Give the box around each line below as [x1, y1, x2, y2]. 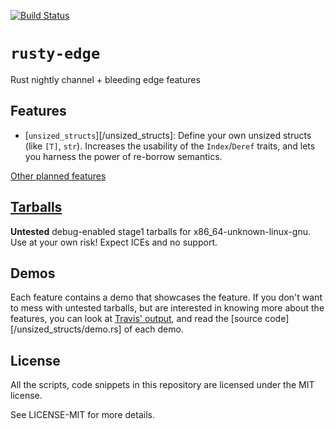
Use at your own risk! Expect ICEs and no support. [10, 236, 218, 248]
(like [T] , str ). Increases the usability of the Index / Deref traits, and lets [24, 140, 316, 152]
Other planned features [10, 170, 107, 182]
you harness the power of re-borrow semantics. [24, 150, 223, 162]
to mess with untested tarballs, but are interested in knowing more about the [10, 302, 325, 314]
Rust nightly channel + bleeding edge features [10, 73, 201, 85]
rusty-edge [10, 45, 101, 64]
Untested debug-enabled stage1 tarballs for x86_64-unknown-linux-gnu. [10, 225, 311, 237]
